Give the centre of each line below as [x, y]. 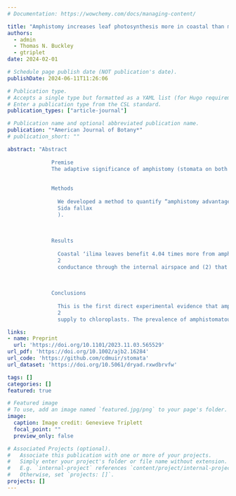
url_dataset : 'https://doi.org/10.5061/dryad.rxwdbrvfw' [92, 364]
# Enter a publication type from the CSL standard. [84, 104]
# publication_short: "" [44, 136]
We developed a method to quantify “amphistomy [128, 201]
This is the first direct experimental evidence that [138, 306]
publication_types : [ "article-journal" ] [67, 111]
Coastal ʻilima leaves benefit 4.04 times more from [136, 254]
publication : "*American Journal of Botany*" [75, 130]
